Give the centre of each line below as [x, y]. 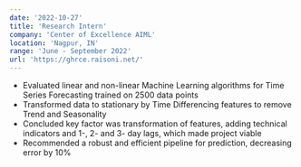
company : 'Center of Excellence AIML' [83, 34]
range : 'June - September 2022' [70, 51]
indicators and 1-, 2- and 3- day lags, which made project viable [142, 133]
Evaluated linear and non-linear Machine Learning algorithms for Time [153, 85]
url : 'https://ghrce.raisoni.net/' [77, 60]
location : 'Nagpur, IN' [54, 43]
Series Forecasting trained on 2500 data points [111, 95]
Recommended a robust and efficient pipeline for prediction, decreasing [157, 143]
